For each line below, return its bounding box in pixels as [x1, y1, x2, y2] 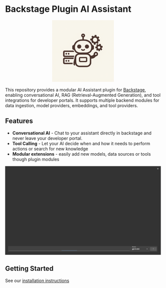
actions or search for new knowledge [12, 146, 88, 152]
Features [5, 117, 33, 125]
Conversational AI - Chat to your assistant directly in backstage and [12, 130, 152, 136]
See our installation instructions [5, 278, 70, 284]
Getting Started [5, 264, 54, 273]
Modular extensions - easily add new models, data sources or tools [12, 151, 151, 157]
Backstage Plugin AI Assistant [5, 3, 132, 15]
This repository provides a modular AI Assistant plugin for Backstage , [5, 86, 147, 92]
